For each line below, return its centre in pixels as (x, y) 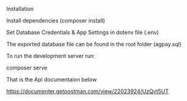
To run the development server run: (51, 56)
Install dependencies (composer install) (56, 20)
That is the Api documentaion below (52, 79)
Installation (20, 9)
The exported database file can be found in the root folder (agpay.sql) (94, 44)
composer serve (27, 68)
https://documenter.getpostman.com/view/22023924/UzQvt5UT (88, 91)
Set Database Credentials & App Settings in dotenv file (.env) (83, 32)
